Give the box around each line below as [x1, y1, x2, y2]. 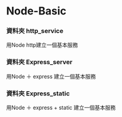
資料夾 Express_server [6, 58, 73, 67]
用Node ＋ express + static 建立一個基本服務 [6, 104, 116, 112]
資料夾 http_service [6, 27, 64, 35]
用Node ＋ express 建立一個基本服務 [6, 73, 96, 80]
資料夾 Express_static [6, 89, 70, 97]
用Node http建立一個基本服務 [6, 41, 78, 49]
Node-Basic [6, 4, 67, 18]
